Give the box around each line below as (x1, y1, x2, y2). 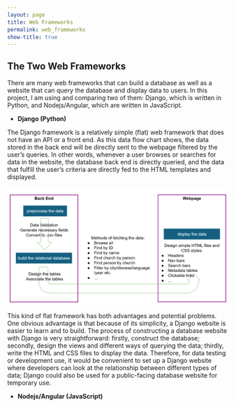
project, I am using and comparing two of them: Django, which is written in (7, 94, 222, 102)
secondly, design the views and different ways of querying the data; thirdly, (7, 341, 224, 350)
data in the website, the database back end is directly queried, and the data (7, 158, 225, 166)
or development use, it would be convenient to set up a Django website (7, 357, 212, 365)
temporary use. (7, 378, 52, 387)
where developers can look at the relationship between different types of (7, 364, 217, 372)
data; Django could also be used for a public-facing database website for (7, 371, 218, 380)
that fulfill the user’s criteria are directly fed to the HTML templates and (7, 165, 212, 174)
